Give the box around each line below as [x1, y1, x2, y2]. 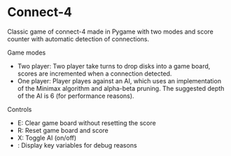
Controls [7, 105, 32, 113]
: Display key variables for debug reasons [17, 141, 138, 149]
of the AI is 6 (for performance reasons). [17, 92, 134, 100]
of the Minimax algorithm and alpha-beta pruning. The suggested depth [17, 84, 225, 92]
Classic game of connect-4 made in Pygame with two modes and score [7, 27, 213, 36]
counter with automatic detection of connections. [7, 34, 149, 43]
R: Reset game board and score [17, 126, 108, 134]
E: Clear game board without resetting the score [17, 118, 156, 127]
